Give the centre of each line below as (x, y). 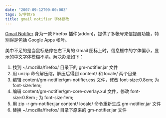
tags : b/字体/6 (20, 14)
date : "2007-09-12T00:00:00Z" (37, 10)
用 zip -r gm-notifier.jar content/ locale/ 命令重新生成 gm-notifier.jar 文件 (86, 104)
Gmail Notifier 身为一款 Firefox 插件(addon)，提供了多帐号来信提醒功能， (80, 34)
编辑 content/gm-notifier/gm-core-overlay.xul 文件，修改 (71, 91)
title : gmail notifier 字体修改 (37, 19)
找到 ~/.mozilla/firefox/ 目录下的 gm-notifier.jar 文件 (65, 67)
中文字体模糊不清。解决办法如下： (49, 57)
